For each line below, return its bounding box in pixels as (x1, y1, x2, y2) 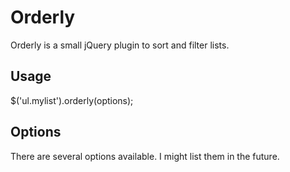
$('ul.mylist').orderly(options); (10, 94, 134, 106)
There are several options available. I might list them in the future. (10, 150, 280, 162)
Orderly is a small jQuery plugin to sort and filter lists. (10, 39, 230, 51)
